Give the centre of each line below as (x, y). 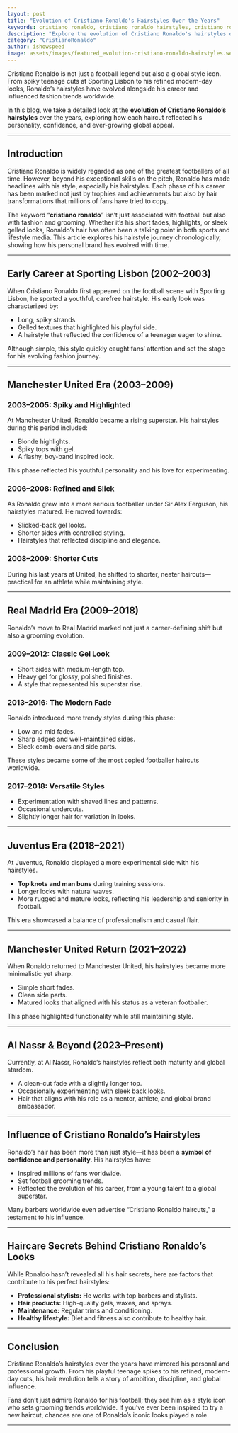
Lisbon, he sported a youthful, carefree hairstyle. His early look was (106, 298)
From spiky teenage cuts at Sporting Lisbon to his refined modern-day (110, 81)
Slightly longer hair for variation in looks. (76, 817)
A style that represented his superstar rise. (80, 684)
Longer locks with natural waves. (66, 891)
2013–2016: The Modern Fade (59, 702)
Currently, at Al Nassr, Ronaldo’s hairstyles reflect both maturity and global (116, 1062)
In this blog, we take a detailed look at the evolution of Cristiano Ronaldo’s (117, 110)
